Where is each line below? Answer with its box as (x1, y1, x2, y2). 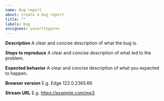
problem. (5, 55, 24, 61)
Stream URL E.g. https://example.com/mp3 (5, 90, 95, 96)
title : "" (5, 17, 26, 22)
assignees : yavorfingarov (5, 26, 60, 31)
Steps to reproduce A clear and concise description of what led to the (5, 50, 151, 56)
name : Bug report (5, 7, 42, 13)
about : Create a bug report (5, 12, 65, 17)
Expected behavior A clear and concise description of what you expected (5, 65, 159, 71)
